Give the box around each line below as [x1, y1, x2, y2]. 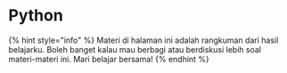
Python [8, 5, 63, 26]
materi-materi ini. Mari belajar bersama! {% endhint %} [8, 53, 210, 64]
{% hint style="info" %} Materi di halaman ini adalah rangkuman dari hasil [8, 35, 279, 45]
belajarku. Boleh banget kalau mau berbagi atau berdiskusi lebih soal [8, 44, 262, 54]
